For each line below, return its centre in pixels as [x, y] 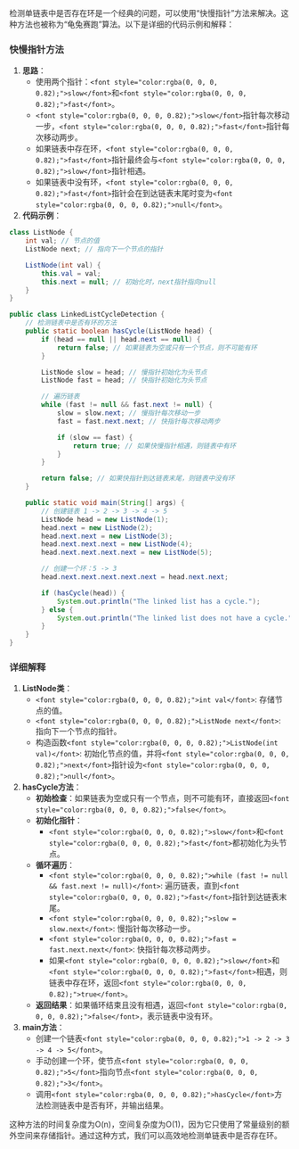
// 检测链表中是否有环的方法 [71, 323]
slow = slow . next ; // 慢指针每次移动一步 [129, 413]
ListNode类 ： [47, 689]
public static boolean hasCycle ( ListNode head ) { [119, 331]
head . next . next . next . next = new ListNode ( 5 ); [127, 553]
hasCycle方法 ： [52, 787]
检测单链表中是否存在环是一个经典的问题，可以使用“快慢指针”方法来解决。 [145, 13]
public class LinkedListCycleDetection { [87, 315]
